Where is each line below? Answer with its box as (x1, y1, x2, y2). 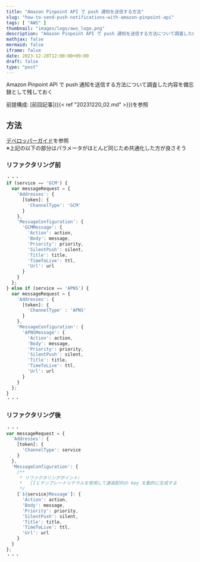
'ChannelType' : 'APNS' (27, 307, 86, 313)
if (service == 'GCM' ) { (6, 180, 68, 186)
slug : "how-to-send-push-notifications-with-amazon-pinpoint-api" (6, 14, 174, 20)
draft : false (6, 58, 39, 64)
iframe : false (6, 48, 42, 54)
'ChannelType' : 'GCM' (27, 202, 82, 208)
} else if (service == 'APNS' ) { (6, 285, 89, 291)
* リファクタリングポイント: (19, 475, 81, 481)
